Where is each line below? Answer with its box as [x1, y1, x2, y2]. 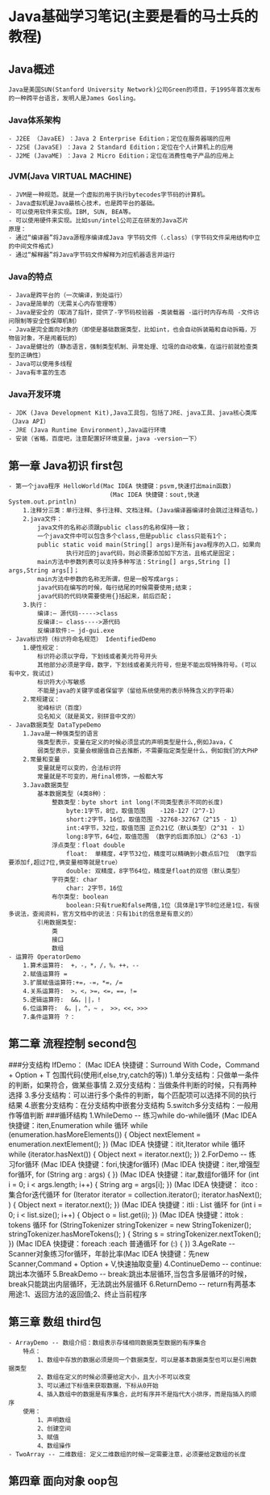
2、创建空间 [37, 1424, 71, 1433]
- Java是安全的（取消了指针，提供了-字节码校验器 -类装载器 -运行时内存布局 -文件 [8, 308, 254, 316]
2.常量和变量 [23, 756, 60, 764]
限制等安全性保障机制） [14, 317, 81, 325]
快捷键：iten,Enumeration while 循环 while [8, 1120, 148, 1130]
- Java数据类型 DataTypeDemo [8, 721, 102, 729]
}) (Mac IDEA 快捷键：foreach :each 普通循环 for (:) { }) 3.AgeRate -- [8, 1238, 235, 1249]
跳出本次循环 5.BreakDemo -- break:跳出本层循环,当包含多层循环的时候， [8, 1269, 251, 1278]
